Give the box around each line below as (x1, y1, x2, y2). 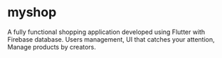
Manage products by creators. (7, 42, 96, 51)
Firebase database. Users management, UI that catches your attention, (7, 35, 215, 43)
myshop (7, 4, 57, 21)
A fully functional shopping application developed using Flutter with (7, 28, 206, 36)
